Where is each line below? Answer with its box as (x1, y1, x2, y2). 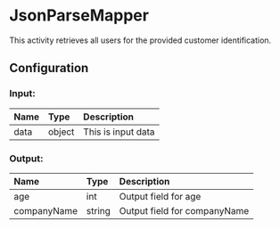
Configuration (9, 61, 89, 76)
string (86, 204, 111, 217)
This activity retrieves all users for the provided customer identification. (9, 35, 272, 45)
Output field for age (119, 190, 202, 202)
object (47, 126, 75, 138)
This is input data (83, 126, 155, 138)
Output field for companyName (119, 204, 250, 217)
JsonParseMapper (9, 5, 150, 26)
